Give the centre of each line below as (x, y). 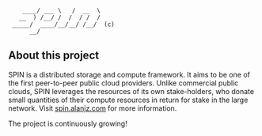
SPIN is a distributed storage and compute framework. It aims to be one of (129, 74)
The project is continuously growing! (68, 123)
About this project (54, 56)
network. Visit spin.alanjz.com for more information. (93, 108)
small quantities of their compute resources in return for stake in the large (128, 100)
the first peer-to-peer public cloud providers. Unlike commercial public (123, 83)
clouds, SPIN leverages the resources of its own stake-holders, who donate (131, 91)
